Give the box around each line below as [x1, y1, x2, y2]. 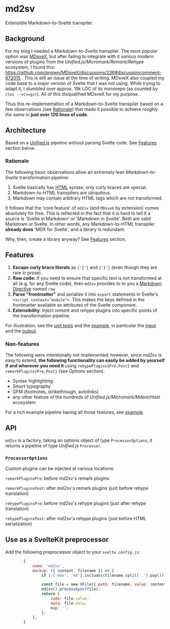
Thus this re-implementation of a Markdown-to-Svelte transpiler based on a [5, 101, 163, 107]
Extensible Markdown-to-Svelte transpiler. [5, 20, 94, 26]
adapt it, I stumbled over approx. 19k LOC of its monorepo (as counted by [5, 86, 158, 92]
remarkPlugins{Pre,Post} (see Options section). [5, 368, 105, 374]
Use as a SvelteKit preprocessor [5, 535, 109, 544]
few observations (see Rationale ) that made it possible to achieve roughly [5, 106, 158, 112]
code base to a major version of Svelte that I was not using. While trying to [5, 80, 161, 86]
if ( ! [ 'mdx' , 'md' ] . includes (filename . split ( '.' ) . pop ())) [41, 573, 166, 578]
